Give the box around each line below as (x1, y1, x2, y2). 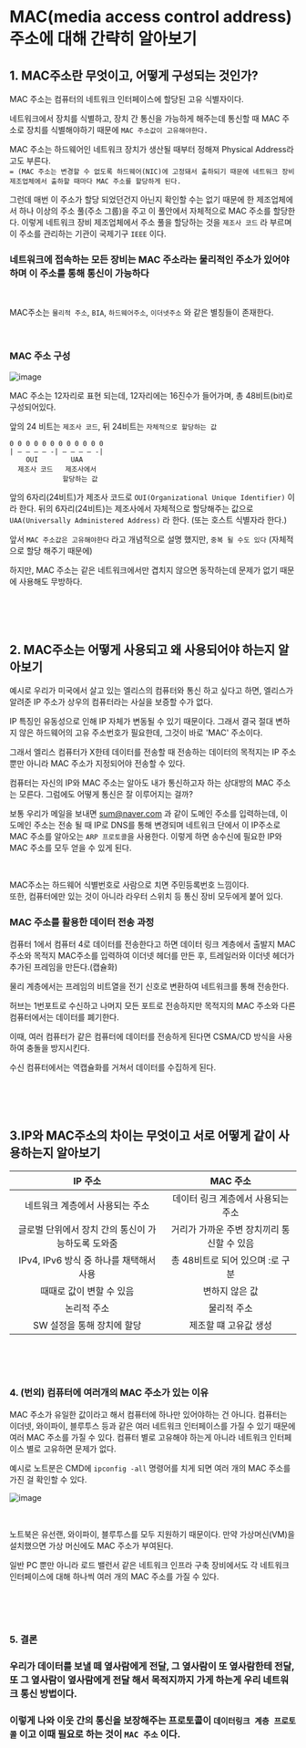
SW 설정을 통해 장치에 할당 (33, 1318, 142, 1331)
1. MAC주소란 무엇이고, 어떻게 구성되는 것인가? (9, 68, 259, 83)
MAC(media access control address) (9, 6, 293, 27)
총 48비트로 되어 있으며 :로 (171, 1254, 280, 1266)
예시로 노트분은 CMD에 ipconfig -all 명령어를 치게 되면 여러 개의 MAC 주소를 (9, 1462, 291, 1473)
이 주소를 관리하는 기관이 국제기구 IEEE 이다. (9, 228, 167, 239)
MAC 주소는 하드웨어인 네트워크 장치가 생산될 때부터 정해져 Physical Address (9, 144, 287, 154)
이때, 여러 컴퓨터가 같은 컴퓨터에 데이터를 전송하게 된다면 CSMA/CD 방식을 (9, 1031, 276, 1042)
